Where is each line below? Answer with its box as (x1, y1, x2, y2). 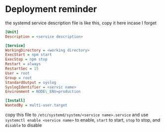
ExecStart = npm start (5, 52, 52, 58)
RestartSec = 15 (5, 66, 39, 71)
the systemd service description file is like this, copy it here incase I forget (5, 20, 157, 26)
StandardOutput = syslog (5, 80, 56, 85)
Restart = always (5, 62, 41, 66)
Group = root (5, 75, 32, 80)
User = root (5, 70, 30, 75)
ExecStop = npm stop (5, 57, 48, 62)
